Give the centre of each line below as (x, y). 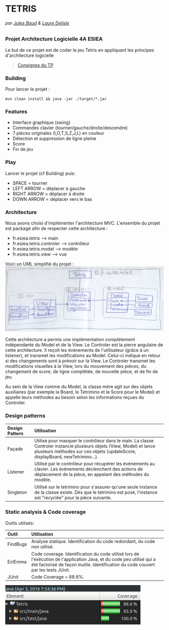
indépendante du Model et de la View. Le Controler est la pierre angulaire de (84, 345)
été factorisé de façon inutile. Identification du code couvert (93, 565)
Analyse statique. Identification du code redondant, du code (93, 541)
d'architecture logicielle (30, 55)
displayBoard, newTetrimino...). (66, 457)
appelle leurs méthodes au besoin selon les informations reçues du (75, 398)
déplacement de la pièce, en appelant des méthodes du (92, 475)
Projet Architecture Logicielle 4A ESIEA (54, 39)
